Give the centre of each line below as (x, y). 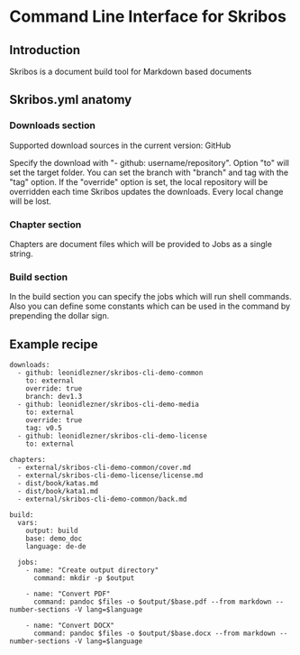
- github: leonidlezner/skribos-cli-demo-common (110, 373)
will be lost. (31, 201)
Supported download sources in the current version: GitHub (120, 145)
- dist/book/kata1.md (58, 492)
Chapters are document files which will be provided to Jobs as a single (141, 244)
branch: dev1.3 (54, 397)
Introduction (45, 50)
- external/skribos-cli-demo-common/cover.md (105, 468)
